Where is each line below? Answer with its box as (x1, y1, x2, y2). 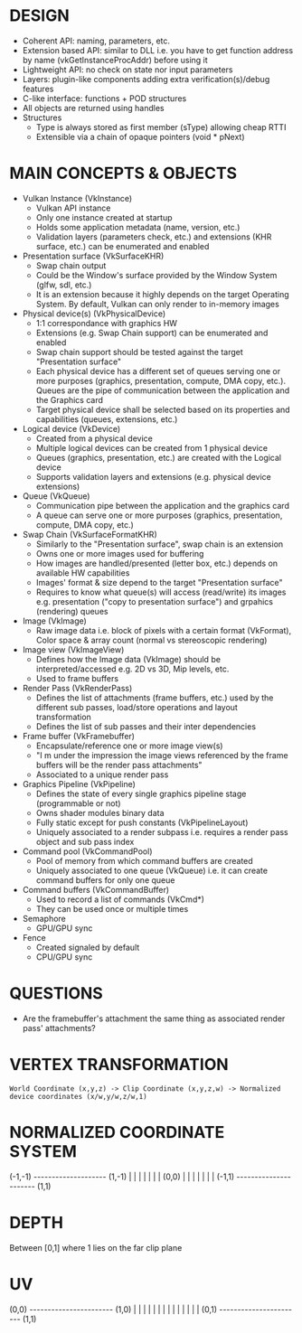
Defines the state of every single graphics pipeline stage (35, 788, 247, 799)
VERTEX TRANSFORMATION (9, 1055, 229, 1075)
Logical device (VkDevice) (22, 423, 121, 434)
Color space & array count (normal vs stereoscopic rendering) (35, 634, 268, 645)
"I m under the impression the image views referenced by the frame (35, 749, 288, 760)
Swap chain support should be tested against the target (35, 346, 244, 357)
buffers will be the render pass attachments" (35, 759, 203, 770)
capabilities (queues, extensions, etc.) (35, 413, 178, 425)
